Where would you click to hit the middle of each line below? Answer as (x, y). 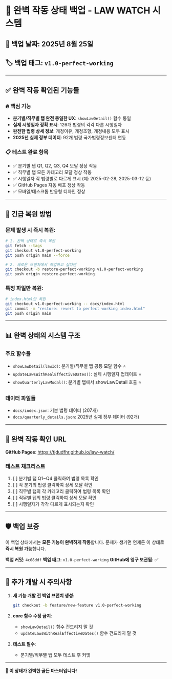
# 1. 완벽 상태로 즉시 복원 (30, 241)
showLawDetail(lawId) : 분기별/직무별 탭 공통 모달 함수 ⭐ (69, 366)
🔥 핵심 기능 (18, 106)
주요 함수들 (18, 354)
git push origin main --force (38, 255)
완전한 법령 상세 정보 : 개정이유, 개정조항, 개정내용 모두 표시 (71, 131)
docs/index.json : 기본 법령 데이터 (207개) (55, 410)
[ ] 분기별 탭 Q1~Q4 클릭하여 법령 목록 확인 (56, 479)
